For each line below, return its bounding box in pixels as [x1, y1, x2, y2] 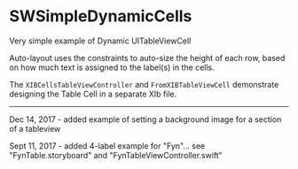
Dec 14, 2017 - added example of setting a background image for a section [9, 113, 282, 125]
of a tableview [9, 123, 61, 134]
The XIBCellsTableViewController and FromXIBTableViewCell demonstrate [9, 79, 279, 89]
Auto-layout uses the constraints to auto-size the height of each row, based [9, 52, 286, 63]
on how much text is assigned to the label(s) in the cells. [9, 62, 215, 73]
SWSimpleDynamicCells [9, 6, 192, 27]
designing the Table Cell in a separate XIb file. [9, 88, 177, 99]
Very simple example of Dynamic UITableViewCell [9, 35, 192, 46]
